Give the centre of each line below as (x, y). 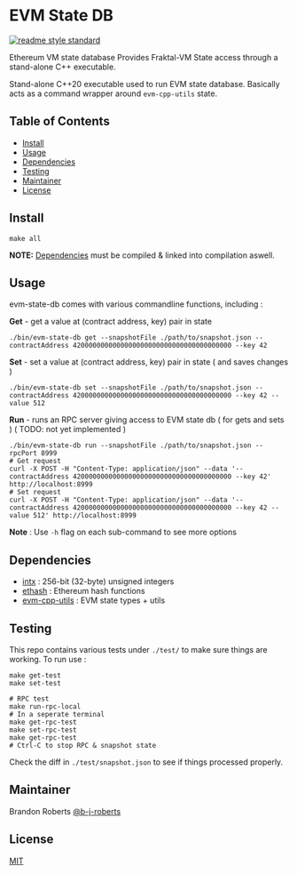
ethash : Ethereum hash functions (83, 591)
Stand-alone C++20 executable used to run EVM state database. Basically (145, 84)
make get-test (35, 676)
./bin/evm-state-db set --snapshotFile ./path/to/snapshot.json (130, 388)
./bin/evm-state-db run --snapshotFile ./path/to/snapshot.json (130, 445)
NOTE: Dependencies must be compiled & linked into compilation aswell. (142, 255)
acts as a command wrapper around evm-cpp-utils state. (113, 93)
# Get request (35, 461)
